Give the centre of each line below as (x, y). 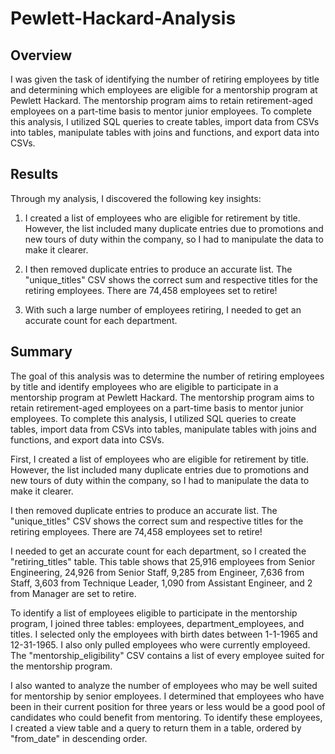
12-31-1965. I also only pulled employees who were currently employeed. (160, 644)
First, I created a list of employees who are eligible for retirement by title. (159, 459)
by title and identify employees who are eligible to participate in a (144, 386)
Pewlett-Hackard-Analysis (123, 18)
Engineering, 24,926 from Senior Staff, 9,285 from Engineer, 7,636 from (157, 572)
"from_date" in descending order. (79, 738)
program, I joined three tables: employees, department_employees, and (157, 623)
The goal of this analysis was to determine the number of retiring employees (167, 376)
